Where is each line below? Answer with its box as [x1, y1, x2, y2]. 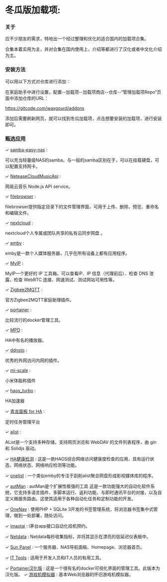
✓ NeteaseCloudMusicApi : [5, 173, 61, 179]
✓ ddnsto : [5, 347, 27, 353]
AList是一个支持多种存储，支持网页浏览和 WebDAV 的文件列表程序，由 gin [5, 439, 157, 445]
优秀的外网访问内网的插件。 [5, 357, 62, 363]
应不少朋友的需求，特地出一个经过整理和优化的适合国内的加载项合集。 [5, 36, 149, 42]
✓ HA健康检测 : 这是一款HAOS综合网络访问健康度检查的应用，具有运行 [5, 456, 150, 462]
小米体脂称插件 [5, 378, 36, 384]
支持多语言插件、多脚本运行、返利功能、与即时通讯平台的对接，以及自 [18, 490, 162, 496]
